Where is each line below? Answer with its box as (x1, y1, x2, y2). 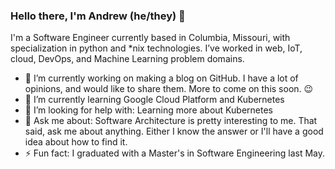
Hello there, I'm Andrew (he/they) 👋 (10, 9, 186, 23)
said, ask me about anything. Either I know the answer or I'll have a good (24, 125, 324, 138)
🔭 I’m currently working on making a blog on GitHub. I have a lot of (24, 72, 299, 84)
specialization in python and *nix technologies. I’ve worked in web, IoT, (10, 42, 303, 54)
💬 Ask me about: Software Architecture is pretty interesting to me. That (24, 115, 318, 127)
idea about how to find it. (24, 136, 128, 148)
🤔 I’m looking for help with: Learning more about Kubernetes (24, 104, 273, 116)
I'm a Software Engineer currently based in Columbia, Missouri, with (10, 32, 291, 44)
